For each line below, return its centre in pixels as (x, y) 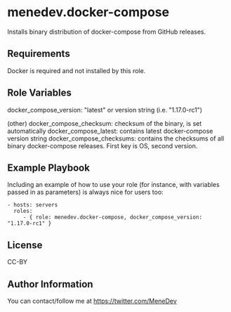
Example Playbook (48, 168)
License (25, 245)
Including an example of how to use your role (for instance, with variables (113, 185)
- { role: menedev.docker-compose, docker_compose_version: (112, 217)
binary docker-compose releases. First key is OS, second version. (103, 145)
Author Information (50, 284)
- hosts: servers (33, 205)
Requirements (39, 54)
